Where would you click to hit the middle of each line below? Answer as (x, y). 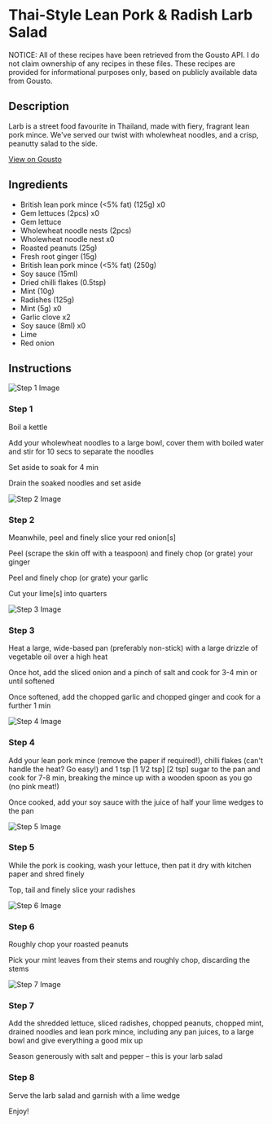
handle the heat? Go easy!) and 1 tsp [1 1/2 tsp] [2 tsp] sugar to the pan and (134, 769)
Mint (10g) (37, 291)
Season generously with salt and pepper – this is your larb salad (116, 1056)
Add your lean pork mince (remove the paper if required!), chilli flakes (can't (136, 760)
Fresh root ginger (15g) (59, 256)
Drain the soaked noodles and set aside (75, 483)
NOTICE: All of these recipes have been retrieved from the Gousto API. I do (134, 55)
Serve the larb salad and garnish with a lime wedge (94, 1095)
